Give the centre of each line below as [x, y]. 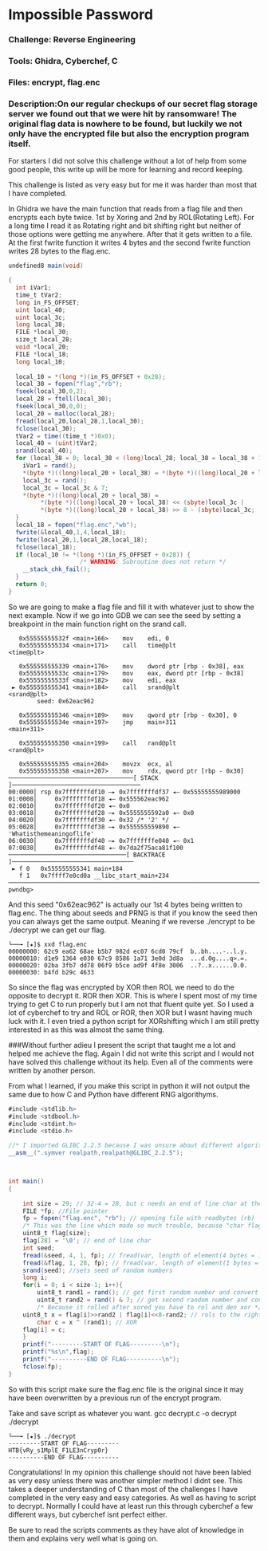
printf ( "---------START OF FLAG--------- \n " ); [101, 1344]
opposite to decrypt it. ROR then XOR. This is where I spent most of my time [133, 995]
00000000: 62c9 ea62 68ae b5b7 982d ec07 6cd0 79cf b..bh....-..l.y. [128, 951]
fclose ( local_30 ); [46, 428]
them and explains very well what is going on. [83, 1538]
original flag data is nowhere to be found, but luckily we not [125, 124]
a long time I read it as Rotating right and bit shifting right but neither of [125, 226]
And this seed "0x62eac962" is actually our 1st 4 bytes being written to [126, 904]
